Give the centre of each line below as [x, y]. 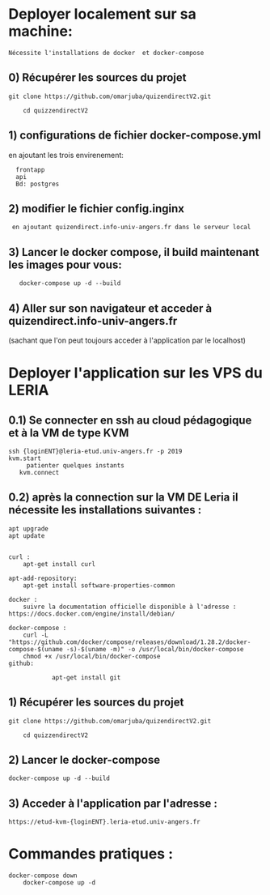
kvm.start [25, 458]
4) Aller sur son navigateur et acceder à [110, 308]
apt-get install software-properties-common [99, 585]
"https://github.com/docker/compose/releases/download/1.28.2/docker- [130, 642]
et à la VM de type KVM [69, 433]
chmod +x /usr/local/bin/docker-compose [92, 656]
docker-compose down [43, 876]
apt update [27, 535]
